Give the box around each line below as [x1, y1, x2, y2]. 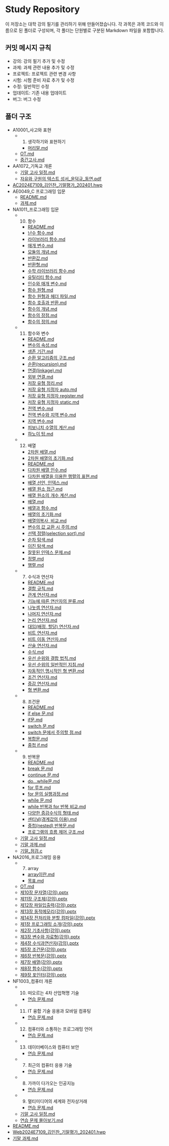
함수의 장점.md [27, 312, 58, 318]
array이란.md [27, 871, 55, 877]
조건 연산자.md [27, 674, 58, 680]
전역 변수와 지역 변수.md [27, 412, 76, 418]
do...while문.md [27, 778, 60, 784]
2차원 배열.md [27, 449, 57, 455]
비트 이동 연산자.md [27, 636, 67, 642]
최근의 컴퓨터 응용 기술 [27, 1062, 73, 1068]
